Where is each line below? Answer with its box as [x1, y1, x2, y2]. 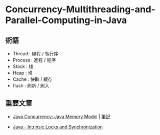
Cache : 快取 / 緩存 [12, 76, 53, 82]
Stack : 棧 [12, 63, 33, 70]
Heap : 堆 [12, 70, 33, 76]
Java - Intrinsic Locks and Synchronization [12, 124, 103, 130]
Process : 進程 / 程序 [12, 57, 56, 63]
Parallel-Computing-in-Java [5, 14, 127, 26]
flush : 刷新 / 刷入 [12, 83, 50, 88]
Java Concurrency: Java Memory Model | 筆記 [12, 114, 111, 120]
